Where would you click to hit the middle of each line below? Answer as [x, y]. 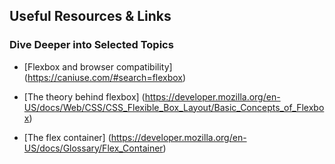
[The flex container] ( [67, 137]
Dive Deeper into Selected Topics [91, 45]
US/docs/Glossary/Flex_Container [93, 148]
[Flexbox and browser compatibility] [98, 66]
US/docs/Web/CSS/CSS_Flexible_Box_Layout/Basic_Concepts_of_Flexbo [174, 107]
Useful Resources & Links [90, 16]
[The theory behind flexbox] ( [84, 96]
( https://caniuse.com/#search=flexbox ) [105, 77]
